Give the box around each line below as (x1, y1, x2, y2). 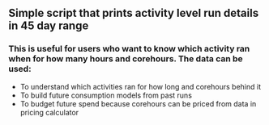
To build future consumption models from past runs (19, 90, 193, 100)
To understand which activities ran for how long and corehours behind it (19, 81, 262, 91)
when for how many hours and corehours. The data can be (8, 53, 243, 65)
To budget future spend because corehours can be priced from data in (19, 98, 257, 108)
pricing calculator (19, 107, 79, 117)
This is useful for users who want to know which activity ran (8, 44, 250, 55)
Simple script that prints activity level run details (8, 6, 259, 20)
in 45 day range (8, 19, 89, 33)
